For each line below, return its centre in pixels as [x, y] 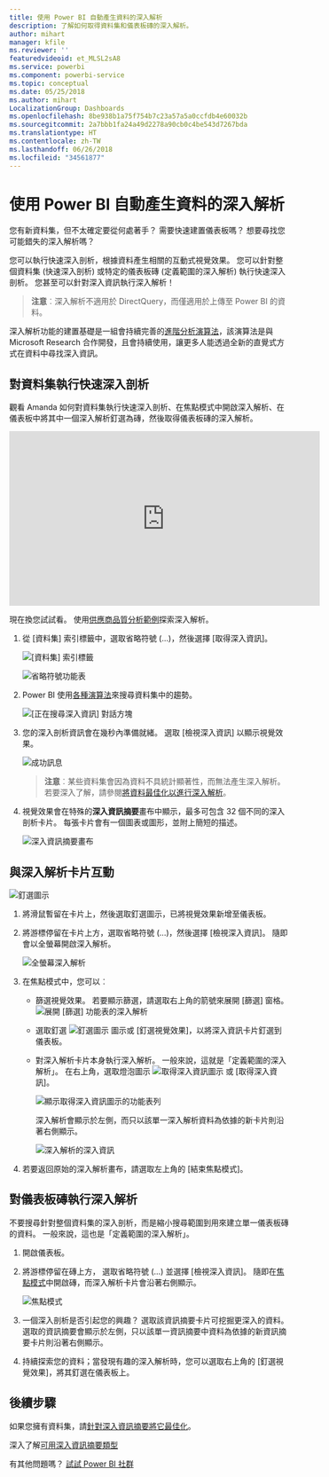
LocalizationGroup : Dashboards [67, 108]
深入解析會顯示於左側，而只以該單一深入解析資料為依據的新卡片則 [156, 1120]
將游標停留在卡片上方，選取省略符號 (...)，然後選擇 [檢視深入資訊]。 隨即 [155, 933]
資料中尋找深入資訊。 [63, 354]
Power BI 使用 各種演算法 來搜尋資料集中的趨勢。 [110, 695]
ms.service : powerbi [47, 67]
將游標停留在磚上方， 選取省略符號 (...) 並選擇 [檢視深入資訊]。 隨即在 [149, 1271]
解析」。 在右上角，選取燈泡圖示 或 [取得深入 [153, 1072]
